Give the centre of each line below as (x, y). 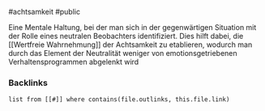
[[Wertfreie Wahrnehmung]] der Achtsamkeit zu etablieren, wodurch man (130, 45)
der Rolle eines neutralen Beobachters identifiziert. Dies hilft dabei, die (126, 36)
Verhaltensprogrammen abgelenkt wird (74, 62)
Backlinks (28, 83)
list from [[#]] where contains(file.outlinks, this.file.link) (119, 100)
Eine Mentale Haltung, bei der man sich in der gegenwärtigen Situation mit (132, 27)
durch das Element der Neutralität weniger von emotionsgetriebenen (123, 53)
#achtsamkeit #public (45, 12)
